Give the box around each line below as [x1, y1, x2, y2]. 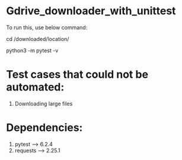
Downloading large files [14, 100, 73, 107]
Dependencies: [6, 121, 83, 134]
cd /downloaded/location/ [6, 35, 69, 42]
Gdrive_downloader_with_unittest [6, 4, 176, 18]
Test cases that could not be [6, 68, 149, 81]
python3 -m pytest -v [6, 46, 59, 54]
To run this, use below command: [6, 24, 88, 31]
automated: [6, 80, 65, 94]
